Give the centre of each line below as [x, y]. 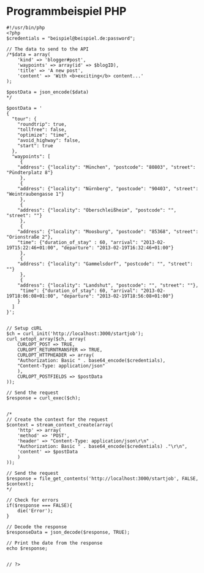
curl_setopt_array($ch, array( [46, 339]
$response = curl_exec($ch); [43, 398]
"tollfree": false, [42, 129]
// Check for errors [33, 500]
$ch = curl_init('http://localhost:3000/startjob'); [75, 333]
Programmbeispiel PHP [66, 11]
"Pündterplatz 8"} [30, 172]
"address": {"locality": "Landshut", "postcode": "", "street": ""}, [108, 285]
